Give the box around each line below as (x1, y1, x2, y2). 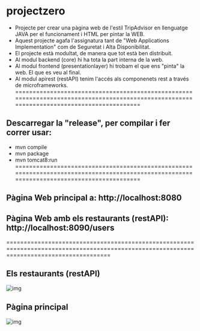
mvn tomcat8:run (14, 156, 58, 163)
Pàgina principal (6, 302, 68, 312)
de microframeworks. (14, 81, 68, 88)
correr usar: (6, 127, 52, 138)
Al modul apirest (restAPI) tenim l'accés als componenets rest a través (14, 75, 189, 82)
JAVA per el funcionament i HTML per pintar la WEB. (14, 30, 145, 37)
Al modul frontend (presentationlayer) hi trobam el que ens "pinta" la (14, 62, 185, 70)
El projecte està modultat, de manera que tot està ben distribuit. (14, 49, 173, 56)
